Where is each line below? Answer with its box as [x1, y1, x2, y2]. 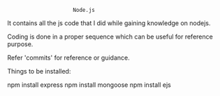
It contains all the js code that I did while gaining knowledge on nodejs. [7, 19, 211, 27]
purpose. [7, 40, 34, 48]
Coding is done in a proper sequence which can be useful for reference [7, 32, 213, 41]
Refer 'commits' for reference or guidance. [7, 53, 131, 62]
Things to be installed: [7, 67, 71, 75]
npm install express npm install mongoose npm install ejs [7, 81, 171, 89]
